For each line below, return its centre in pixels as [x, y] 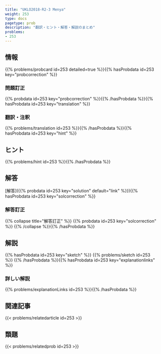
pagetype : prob [20, 23]
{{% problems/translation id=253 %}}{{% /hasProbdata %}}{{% [68, 128]
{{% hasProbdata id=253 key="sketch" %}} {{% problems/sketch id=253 [78, 255]
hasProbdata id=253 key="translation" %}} [48, 104]
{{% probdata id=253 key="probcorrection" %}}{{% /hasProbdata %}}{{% [79, 99]
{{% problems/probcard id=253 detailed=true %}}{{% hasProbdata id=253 [80, 69]
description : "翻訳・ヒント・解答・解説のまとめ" [50, 28]
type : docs [16, 18]
